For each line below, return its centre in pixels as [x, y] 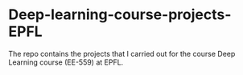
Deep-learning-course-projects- [120, 15]
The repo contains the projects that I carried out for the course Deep [122, 53]
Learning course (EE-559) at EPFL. [66, 62]
